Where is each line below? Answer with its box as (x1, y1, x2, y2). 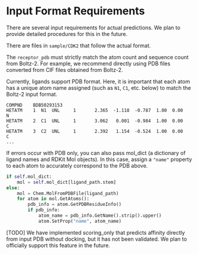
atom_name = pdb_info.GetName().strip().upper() (38, 212, 162, 219)
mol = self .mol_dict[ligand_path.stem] (17, 179, 117, 185)
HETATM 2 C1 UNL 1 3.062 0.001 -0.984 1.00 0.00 (6, 118, 184, 124)
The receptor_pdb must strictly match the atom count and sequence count (6, 53, 189, 60)
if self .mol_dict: (6, 174, 52, 180)
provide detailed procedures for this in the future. (6, 30, 127, 37)
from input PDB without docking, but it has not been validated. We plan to (6, 235, 187, 242)
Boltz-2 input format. (6, 90, 58, 98)
